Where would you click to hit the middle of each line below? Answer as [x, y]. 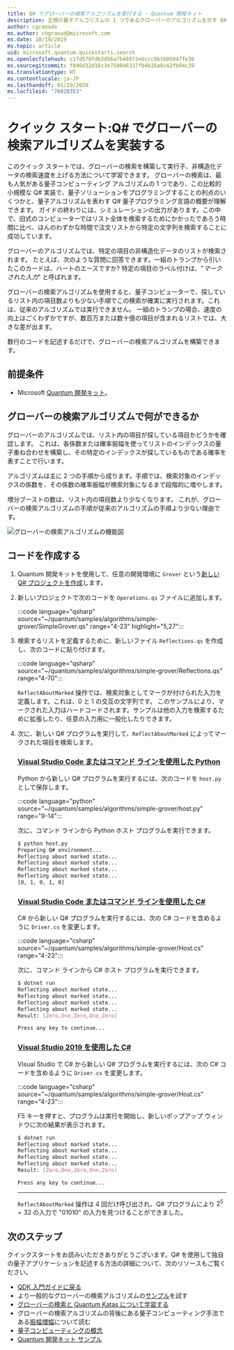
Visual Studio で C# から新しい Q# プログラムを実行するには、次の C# [118, 1064]
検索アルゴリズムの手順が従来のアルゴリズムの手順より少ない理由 [120, 508]
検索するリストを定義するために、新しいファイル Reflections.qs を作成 [120, 640]
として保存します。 [44, 787]
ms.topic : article [34, 46]
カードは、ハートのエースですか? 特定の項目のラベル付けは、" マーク [124, 269]
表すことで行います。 [38, 460]
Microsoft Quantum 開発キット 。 [64, 392]
